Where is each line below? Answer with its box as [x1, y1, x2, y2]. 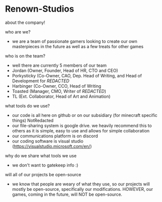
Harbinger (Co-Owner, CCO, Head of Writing [12, 83, 101, 89]
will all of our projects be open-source [5, 171, 81, 177]
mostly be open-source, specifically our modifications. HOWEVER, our [12, 186, 153, 192]
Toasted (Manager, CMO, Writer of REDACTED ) [12, 88, 107, 94]
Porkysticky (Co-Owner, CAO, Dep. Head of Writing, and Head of [12, 73, 142, 78]
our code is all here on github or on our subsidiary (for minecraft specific [12, 112, 158, 118]
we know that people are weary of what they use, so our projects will [12, 181, 150, 187]
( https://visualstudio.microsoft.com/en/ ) [12, 143, 92, 149]
